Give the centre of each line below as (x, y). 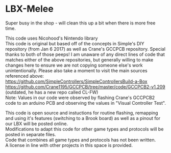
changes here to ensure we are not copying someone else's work (74, 65)
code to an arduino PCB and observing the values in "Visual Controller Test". (86, 103)
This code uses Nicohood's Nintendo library (52, 38)
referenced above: (25, 76)
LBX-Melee (29, 9)
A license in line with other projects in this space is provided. (69, 145)
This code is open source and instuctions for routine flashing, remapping (82, 113)
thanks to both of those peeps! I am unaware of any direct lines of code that (85, 54)
